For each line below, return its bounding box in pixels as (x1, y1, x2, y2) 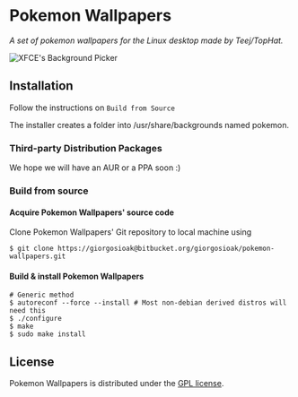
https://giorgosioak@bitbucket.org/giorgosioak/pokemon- (57, 244, 276, 254)
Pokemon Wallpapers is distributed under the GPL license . (9, 378, 224, 389)
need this (9, 306, 47, 315)
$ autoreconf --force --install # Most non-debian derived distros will (9, 298, 287, 307)
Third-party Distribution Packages (9, 142, 163, 154)
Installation (9, 78, 74, 94)
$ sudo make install (9, 330, 87, 339)
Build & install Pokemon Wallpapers (9, 271, 145, 281)
